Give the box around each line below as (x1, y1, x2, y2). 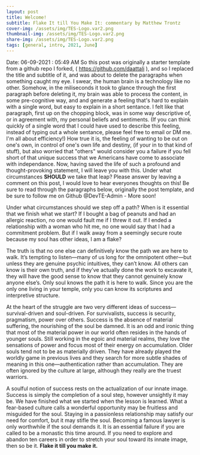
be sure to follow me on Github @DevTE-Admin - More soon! (6, 192, 156, 199)
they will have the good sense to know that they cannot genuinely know (6, 272, 183, 280)
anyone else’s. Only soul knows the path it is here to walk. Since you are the (6, 279, 193, 286)
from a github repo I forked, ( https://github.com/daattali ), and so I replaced (6, 65, 193, 72)
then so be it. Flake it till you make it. (6, 442, 98, 449)
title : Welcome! (6, 14, 47, 20)
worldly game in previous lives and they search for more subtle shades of (6, 354, 187, 361)
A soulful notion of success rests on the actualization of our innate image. (6, 384, 188, 392)
